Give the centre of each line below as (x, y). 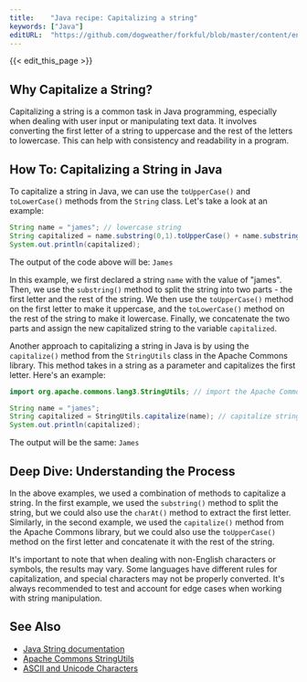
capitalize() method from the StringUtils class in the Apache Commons (148, 355)
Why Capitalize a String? (81, 89)
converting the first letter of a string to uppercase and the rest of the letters (151, 131)
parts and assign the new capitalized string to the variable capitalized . (143, 328)
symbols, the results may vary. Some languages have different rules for (143, 569)
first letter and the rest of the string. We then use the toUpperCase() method (152, 299)
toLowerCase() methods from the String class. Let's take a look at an (138, 201)
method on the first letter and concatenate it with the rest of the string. (142, 541)
